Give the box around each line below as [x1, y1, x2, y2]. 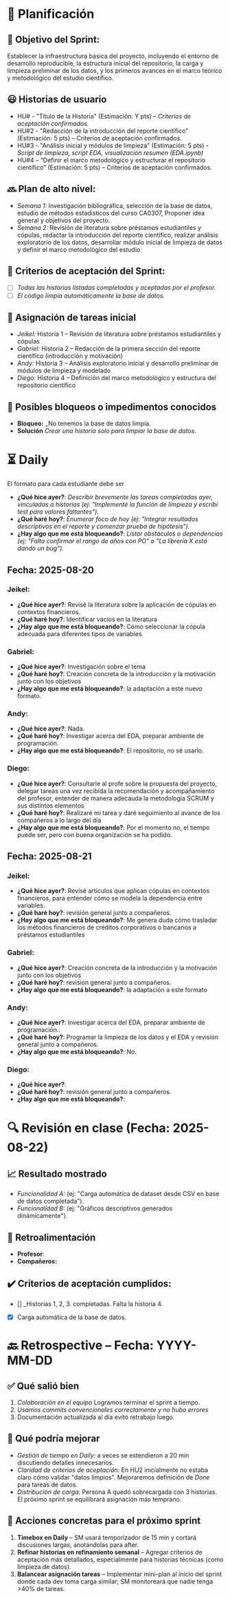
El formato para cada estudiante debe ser [7, 480, 125, 488]
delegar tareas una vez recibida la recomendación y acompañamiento [16, 786, 215, 795]
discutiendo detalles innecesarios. [16, 1458, 115, 1466]
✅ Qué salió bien [7, 1380, 80, 1391]
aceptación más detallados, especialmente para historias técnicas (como [16, 1555, 224, 1564]
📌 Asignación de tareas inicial [7, 311, 136, 323]
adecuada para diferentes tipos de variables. [16, 629, 144, 638]
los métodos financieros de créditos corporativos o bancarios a [16, 923, 197, 932]
